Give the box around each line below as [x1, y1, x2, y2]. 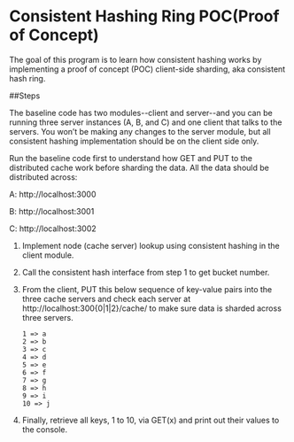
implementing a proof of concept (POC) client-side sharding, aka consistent [9, 64, 286, 74]
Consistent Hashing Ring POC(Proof [9, 6, 280, 27]
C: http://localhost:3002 [9, 223, 97, 234]
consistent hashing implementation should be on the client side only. [9, 136, 259, 146]
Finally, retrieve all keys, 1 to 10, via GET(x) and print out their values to [21, 415, 280, 425]
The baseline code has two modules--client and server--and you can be [9, 107, 273, 118]
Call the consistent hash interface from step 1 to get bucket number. [21, 267, 270, 277]
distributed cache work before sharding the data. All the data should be [9, 162, 270, 173]
